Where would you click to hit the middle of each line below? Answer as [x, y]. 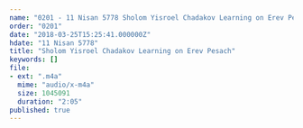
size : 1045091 [44, 93]
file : [19, 69]
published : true [40, 110]
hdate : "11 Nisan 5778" [54, 43]
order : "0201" [36, 26]
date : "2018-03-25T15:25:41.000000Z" [80, 34]
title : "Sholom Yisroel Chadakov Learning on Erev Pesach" [123, 51]
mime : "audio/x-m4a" [56, 85]
